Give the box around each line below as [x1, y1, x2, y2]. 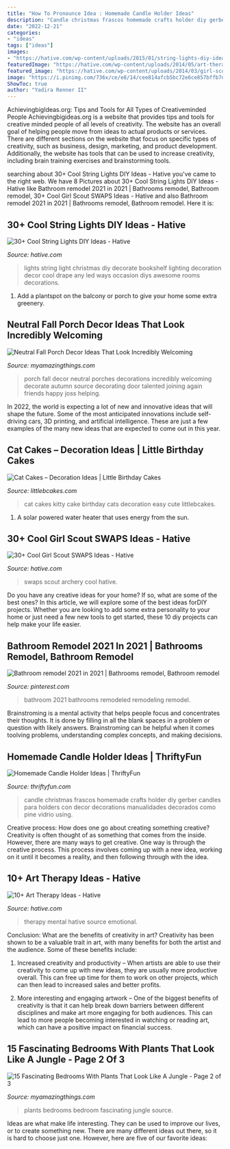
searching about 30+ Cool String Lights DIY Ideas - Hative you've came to [7, 170, 216, 179]
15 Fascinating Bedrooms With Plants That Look [7, 1043, 215, 1055]
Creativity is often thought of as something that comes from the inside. [7, 831, 207, 839]
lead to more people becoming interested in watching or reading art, [16, 1016, 210, 1024]
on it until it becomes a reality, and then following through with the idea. [7, 853, 209, 861]
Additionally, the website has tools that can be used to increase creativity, [7, 149, 215, 158]
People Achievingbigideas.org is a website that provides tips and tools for [7, 113, 214, 121]
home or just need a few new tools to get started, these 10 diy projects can [7, 613, 218, 622]
